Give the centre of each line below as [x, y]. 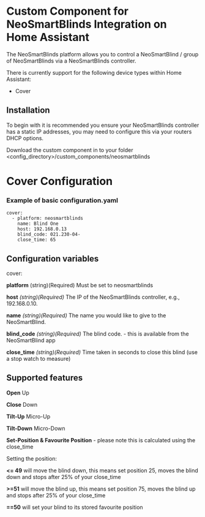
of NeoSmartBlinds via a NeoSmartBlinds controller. [71, 61]
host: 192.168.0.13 [42, 229]
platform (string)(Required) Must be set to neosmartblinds [80, 285]
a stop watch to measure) [39, 359]
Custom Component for [67, 11]
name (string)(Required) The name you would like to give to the [86, 315]
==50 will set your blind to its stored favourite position [75, 507]
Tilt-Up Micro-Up [28, 416]
